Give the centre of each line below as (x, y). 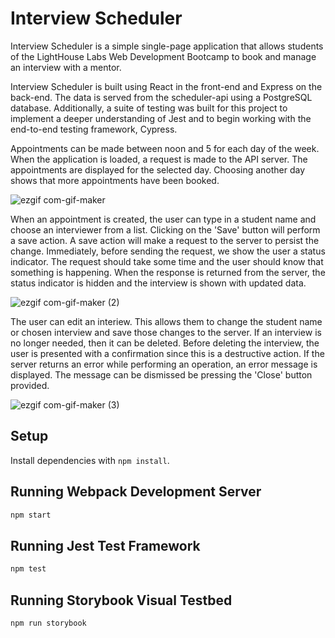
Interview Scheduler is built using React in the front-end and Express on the (166, 86)
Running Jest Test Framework (105, 545)
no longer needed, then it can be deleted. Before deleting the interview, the (165, 343)
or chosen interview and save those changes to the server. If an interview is (166, 332)
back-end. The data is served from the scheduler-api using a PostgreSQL (161, 97)
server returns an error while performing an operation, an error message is (164, 364)
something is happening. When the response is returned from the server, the (168, 272)
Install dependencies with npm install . (90, 460)
